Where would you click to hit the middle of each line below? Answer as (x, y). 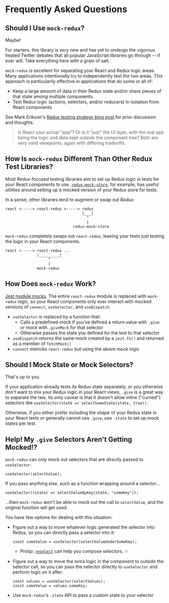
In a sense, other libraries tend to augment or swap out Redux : (70, 199)
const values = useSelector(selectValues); (59, 581)
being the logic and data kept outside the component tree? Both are (88, 137)
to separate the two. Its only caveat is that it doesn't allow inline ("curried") (83, 397)
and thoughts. (20, 122)
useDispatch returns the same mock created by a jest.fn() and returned (88, 338)
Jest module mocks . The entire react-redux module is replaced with (76, 296)
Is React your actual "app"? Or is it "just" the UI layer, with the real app (91, 132)
